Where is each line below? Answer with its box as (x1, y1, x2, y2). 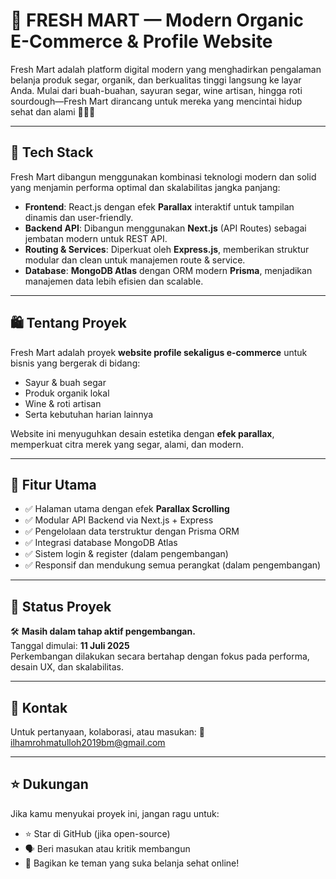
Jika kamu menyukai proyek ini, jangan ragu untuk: (10, 807, 220, 819)
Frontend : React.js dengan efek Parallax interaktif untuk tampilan (24, 200, 295, 213)
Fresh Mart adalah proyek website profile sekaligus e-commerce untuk (10, 346, 308, 358)
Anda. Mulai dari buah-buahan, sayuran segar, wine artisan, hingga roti (10, 84, 303, 96)
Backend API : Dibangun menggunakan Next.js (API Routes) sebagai (24, 222, 307, 234)
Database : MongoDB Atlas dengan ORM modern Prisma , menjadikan (24, 264, 313, 276)
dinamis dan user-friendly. (24, 211, 134, 223)
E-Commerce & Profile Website (10, 30, 273, 53)
